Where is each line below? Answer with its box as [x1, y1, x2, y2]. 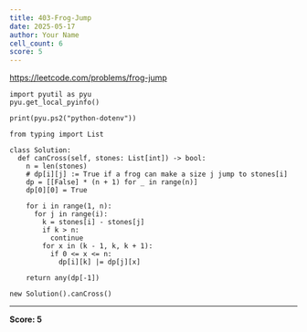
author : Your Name [9, 30, 79, 39]
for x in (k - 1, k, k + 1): [42, 242, 153, 251]
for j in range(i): [33, 210, 108, 219]
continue [49, 233, 84, 243]
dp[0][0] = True [26, 186, 89, 195]
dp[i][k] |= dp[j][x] [58, 257, 142, 267]
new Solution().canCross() [9, 289, 112, 299]
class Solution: [9, 146, 71, 155]
